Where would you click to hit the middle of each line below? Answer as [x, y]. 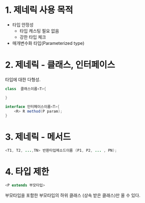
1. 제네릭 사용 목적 [39, 10]
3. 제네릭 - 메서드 [38, 137]
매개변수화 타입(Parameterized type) [48, 43]
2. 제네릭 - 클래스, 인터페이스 [60, 65]
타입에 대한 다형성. [23, 79]
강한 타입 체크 [33, 37]
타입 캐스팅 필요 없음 [39, 31]
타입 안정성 [23, 25]
